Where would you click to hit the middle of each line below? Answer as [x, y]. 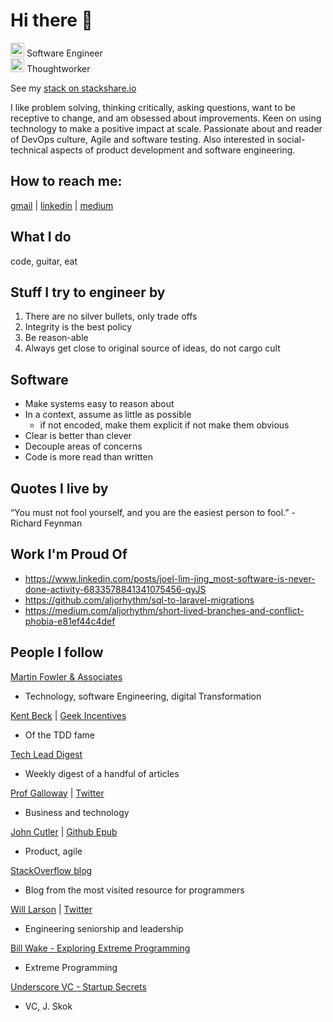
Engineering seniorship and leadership [104, 928]
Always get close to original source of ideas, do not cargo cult [152, 348]
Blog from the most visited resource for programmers [134, 890]
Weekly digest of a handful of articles [102, 773]
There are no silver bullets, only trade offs [111, 316]
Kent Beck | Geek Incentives [68, 715]
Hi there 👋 [51, 20]
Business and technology [77, 812]
